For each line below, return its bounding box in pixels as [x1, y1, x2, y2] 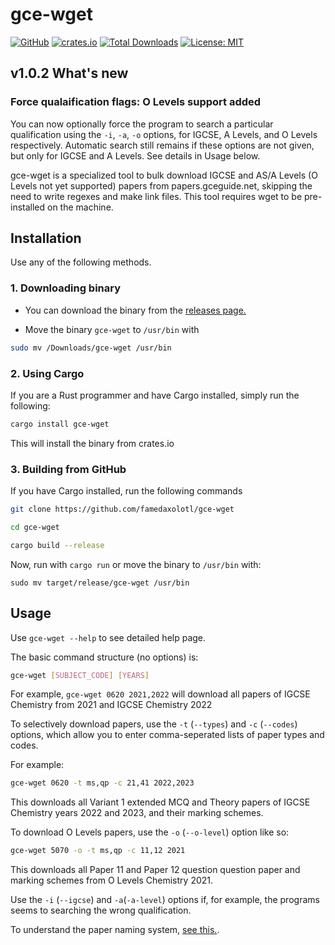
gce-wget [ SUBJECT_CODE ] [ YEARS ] [10, 670, 150, 680]
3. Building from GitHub [10, 462, 127, 476]
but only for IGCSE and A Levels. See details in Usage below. [10, 149, 261, 162]
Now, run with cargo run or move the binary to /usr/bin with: [10, 558, 262, 570]
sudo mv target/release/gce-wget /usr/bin [10, 578, 190, 588]
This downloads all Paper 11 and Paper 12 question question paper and [10, 864, 301, 876]
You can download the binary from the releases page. [24, 304, 247, 316]
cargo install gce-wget [10, 419, 110, 429]
